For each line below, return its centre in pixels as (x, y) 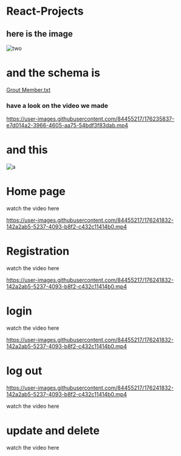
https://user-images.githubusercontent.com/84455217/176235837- (90, 119)
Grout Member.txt (28, 90)
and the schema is (53, 73)
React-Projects (45, 11)
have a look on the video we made (57, 105)
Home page (36, 192)
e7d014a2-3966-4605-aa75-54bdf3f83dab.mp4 (67, 126)
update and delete (53, 431)
